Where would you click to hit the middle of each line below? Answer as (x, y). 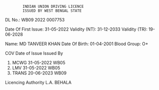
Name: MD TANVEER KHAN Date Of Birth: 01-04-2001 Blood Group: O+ (77, 44)
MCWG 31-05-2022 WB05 (39, 63)
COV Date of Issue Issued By (34, 53)
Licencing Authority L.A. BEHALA (38, 82)
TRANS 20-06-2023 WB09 (39, 73)
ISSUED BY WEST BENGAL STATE (52, 11)
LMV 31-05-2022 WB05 (36, 68)
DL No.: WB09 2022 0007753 (35, 20)
